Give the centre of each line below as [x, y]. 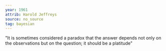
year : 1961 [16, 10]
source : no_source [24, 19]
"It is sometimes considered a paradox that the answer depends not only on [83, 38]
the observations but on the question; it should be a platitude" [69, 43]
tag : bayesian [20, 24]
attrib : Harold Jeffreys [31, 14]
